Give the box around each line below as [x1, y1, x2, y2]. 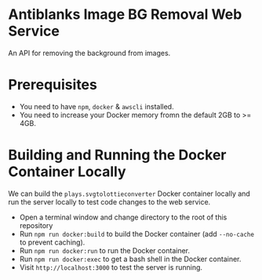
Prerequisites [8, 76, 98, 94]
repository [19, 220, 53, 230]
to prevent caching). [19, 238, 86, 247]
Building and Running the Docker [8, 146, 227, 164]
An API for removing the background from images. [8, 48, 171, 57]
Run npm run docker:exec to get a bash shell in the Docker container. [19, 254, 242, 263]
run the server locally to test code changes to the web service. [8, 197, 211, 206]
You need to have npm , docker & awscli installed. [19, 101, 174, 111]
